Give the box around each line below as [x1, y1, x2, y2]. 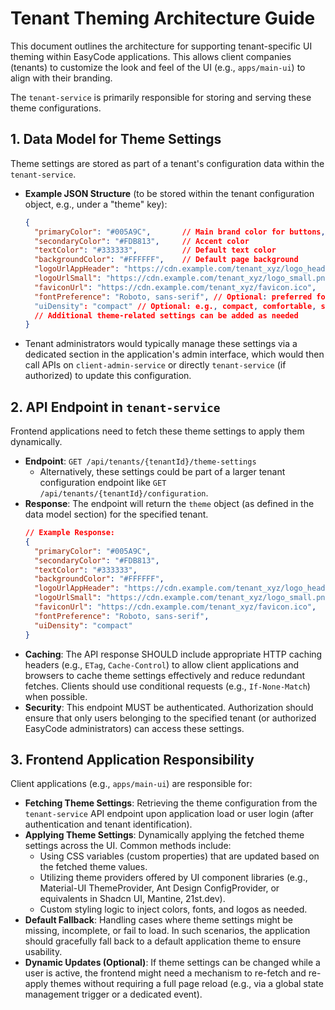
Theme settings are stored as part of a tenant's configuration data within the [10, 157, 325, 169]
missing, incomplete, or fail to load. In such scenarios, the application [24, 925, 311, 937]
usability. [24, 946, 63, 958]
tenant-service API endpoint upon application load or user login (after [24, 808, 314, 820]
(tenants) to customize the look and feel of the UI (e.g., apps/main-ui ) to [10, 61, 306, 73]
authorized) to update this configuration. [24, 370, 192, 382]
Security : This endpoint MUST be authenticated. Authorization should [24, 701, 314, 713]
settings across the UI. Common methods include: [24, 840, 232, 852]
